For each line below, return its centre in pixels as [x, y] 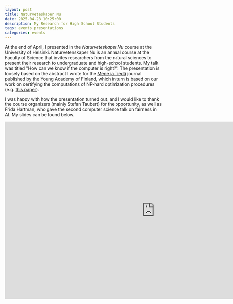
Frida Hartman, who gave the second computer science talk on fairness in [81, 109]
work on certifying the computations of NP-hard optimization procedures [80, 84]
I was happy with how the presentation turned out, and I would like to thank [82, 99]
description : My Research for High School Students [60, 24]
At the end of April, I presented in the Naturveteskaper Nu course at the [79, 47]
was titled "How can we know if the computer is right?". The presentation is [82, 68]
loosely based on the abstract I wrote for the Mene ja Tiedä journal [73, 73]
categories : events [25, 33]
